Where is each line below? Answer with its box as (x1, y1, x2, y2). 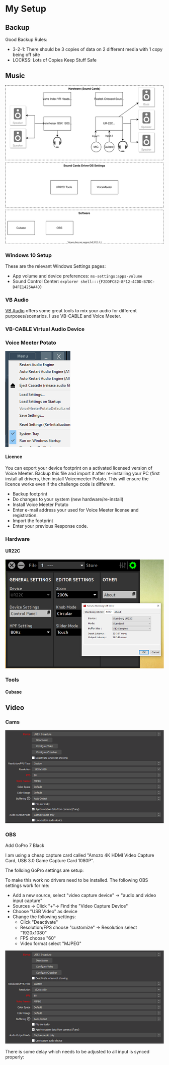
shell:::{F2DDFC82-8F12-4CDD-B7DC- (80, 279, 155, 285)
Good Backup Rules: (5, 36, 48, 42)
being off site (12, 51, 40, 58)
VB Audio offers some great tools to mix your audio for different (5, 308, 137, 314)
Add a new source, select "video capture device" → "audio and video (12, 892, 156, 899)
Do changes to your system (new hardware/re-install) (12, 496, 124, 502)
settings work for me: (5, 882, 49, 888)
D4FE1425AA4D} (12, 285, 42, 290)
